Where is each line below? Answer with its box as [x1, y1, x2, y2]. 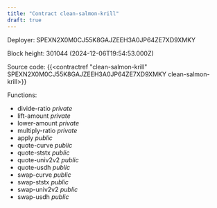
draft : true [7, 17, 42, 24]
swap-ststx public [17, 177, 69, 186]
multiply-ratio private [17, 126, 78, 135]
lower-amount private [17, 119, 80, 127]
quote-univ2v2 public [17, 155, 80, 164]
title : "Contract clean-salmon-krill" [7, 10, 119, 17]
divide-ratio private [17, 104, 73, 112]
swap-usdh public [17, 192, 69, 201]
